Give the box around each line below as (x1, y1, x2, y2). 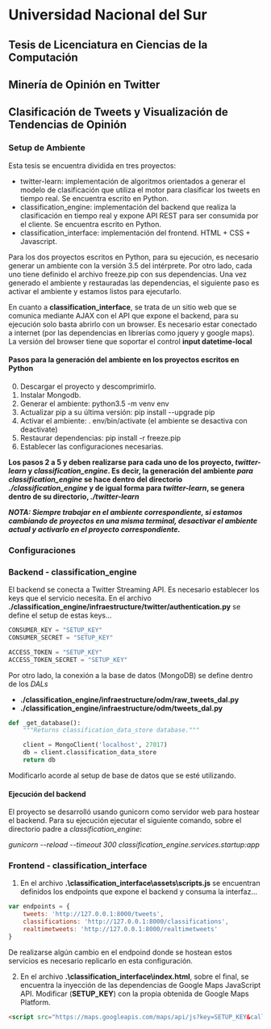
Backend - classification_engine (8, 566, 137, 577)
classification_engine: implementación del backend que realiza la (19, 202, 236, 212)
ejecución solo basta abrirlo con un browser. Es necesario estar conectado (8, 319, 257, 329)
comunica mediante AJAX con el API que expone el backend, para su (8, 310, 239, 320)
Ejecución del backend (8, 789, 86, 799)
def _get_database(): (8, 719, 81, 727)
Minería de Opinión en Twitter (8, 78, 161, 91)
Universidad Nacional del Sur (8, 6, 207, 24)
